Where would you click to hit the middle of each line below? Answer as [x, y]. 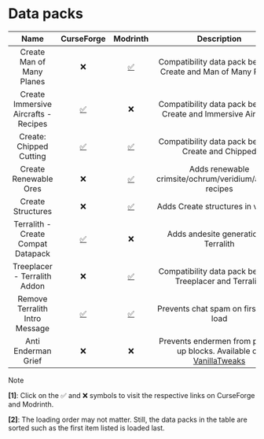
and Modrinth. [31, 404]
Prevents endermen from [205, 341]
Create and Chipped [219, 151]
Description [219, 39]
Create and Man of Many [206, 72]
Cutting [33, 156]
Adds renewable [219, 168]
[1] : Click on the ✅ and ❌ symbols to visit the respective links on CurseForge [132, 395]
